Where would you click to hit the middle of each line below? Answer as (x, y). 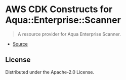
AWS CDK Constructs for (59, 9)
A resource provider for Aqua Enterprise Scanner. (69, 34)
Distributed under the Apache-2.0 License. (50, 72)
